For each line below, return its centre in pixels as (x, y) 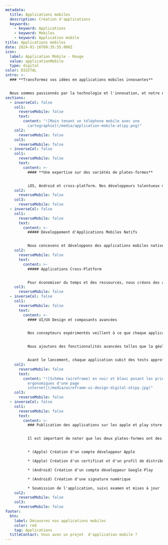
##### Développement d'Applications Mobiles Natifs (82, 232)
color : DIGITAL (21, 71)
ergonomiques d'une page (53, 383)
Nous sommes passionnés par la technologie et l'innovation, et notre (85, 93)
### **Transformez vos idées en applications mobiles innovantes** (81, 80)
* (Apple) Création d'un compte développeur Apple (81, 452)
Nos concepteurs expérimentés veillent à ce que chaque (87, 333)
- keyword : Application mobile (47, 38)
